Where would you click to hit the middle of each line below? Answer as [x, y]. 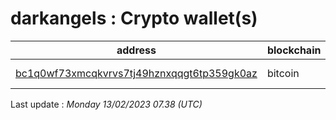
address [136, 50]
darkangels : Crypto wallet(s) [134, 18]
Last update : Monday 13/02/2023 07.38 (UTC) [106, 104]
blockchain [294, 50]
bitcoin [283, 73]
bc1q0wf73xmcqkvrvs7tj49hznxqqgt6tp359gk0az [136, 73]
